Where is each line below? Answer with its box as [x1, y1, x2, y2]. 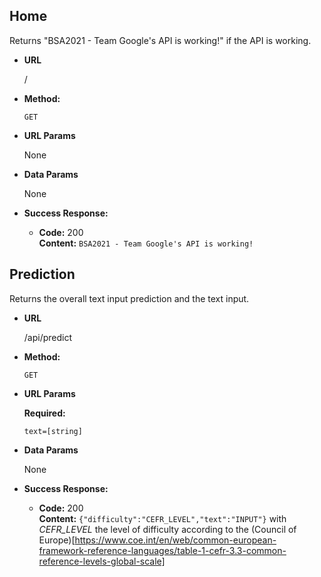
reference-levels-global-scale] [38, 555, 166, 567]
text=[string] [23, 426, 83, 436]
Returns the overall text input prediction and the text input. [9, 292, 250, 304]
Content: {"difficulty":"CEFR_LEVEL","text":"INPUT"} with [38, 512, 287, 524]
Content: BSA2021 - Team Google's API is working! [38, 237, 254, 249]
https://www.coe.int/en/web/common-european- [74, 534, 277, 546]
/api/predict [23, 331, 73, 343]
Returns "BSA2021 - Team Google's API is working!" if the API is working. [9, 34, 312, 46]
